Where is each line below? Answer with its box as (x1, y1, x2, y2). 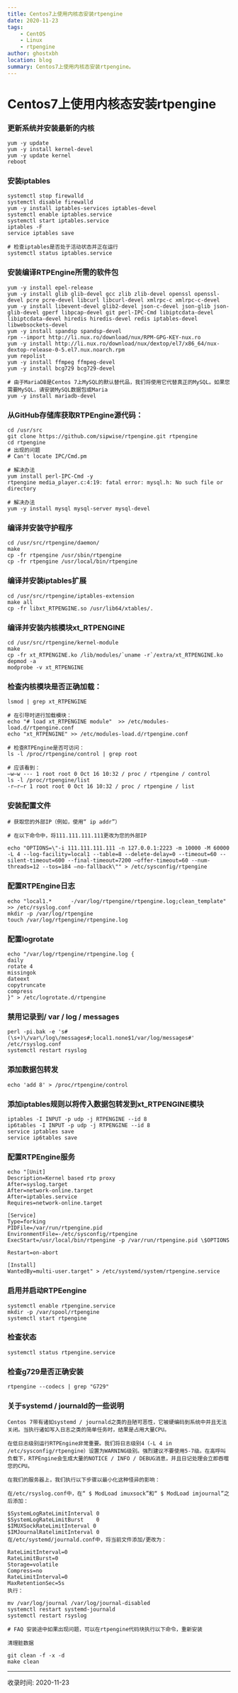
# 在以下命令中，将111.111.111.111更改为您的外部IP (7, 832, 147, 840)
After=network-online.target (7, 1187, 93, 1195)
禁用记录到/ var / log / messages (7, 1012, 120, 1021)
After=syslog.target (7, 1181, 69, 1188)
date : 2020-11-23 (7, 17, 59, 24)
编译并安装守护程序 (7, 522, 73, 532)
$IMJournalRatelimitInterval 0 (7, 1529, 100, 1536)
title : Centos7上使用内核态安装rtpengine (7, 10, 123, 18)
